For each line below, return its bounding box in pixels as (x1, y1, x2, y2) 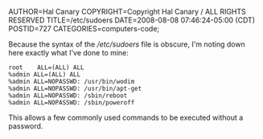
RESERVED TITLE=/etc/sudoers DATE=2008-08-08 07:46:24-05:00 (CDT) (8, 15, 256, 25)
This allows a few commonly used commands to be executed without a (8, 112, 244, 122)
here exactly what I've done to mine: (8, 48, 129, 57)
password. (8, 121, 43, 131)
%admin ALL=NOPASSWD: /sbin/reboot (8, 92, 128, 100)
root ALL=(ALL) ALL (8, 63, 84, 72)
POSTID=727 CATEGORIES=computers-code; (8, 24, 160, 33)
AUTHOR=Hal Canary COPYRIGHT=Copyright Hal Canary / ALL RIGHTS (8, 7, 247, 16)
